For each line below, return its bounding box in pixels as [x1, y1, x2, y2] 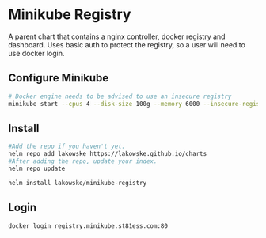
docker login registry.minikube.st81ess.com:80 [8, 221, 169, 230]
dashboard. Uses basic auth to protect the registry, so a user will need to [8, 40, 245, 49]
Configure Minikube [8, 71, 109, 85]
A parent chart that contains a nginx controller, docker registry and [8, 32, 226, 41]
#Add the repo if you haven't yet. [8, 142, 126, 151]
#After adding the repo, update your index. [8, 157, 158, 165]
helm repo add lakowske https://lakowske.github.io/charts [8, 150, 207, 158]
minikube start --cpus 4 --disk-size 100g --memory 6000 [8, 100, 200, 108]
